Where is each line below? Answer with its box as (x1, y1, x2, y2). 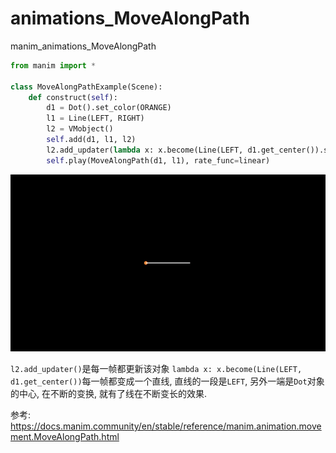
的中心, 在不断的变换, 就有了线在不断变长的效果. (10, 387, 207, 399)
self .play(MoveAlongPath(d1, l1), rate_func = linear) (46, 155, 271, 166)
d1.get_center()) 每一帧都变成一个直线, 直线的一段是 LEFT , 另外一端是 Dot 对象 (10, 375, 325, 387)
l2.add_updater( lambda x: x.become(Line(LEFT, (46, 145, 244, 155)
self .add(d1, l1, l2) (46, 135, 137, 145)
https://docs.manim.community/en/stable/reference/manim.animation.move (10, 420, 322, 432)
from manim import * (10, 60, 97, 71)
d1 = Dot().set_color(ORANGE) (46, 103, 172, 113)
